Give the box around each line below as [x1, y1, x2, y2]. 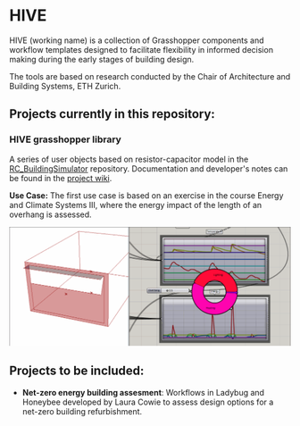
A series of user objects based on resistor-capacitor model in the [9, 154, 249, 164]
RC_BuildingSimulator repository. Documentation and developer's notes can [9, 163, 288, 174]
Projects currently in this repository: [9, 106, 216, 121]
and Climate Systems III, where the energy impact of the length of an [9, 199, 262, 210]
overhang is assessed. [9, 209, 92, 220]
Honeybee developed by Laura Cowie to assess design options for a [21, 397, 274, 407]
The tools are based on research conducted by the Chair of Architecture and [9, 71, 291, 81]
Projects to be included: [9, 363, 145, 379]
